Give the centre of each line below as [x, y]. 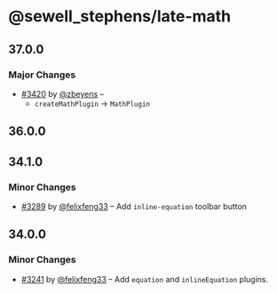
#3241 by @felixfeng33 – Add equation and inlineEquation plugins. [144, 279]
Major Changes [42, 75]
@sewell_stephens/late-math [120, 16]
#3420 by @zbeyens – [62, 94]
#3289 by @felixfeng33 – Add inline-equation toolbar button [134, 206]
